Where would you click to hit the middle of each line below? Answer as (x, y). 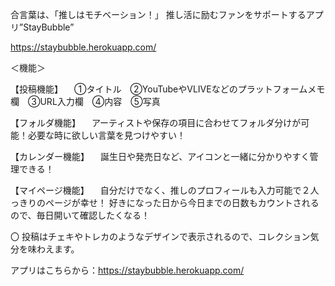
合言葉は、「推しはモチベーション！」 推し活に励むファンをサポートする (158, 14)
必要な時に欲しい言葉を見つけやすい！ (106, 135)
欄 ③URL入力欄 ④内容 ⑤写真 (85, 101)
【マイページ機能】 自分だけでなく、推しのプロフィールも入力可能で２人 (165, 190)
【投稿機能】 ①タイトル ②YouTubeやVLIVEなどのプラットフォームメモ (168, 89)
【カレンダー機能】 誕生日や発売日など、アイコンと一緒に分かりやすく (160, 156)
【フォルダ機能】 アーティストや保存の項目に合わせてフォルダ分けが (156, 122)
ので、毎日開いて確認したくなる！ (80, 215)
